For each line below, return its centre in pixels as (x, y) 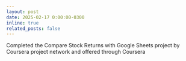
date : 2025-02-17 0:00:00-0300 (45, 17)
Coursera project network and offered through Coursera (76, 52)
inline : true (23, 23)
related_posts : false (33, 28)
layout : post (23, 12)
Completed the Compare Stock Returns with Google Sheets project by (93, 45)
